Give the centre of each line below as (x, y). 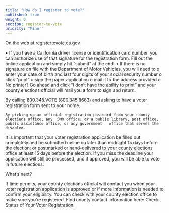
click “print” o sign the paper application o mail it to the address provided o (83, 80)
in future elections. (25, 164)
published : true (22, 15)
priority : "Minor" (24, 29)
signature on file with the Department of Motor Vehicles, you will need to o (82, 69)
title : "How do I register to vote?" (45, 10)
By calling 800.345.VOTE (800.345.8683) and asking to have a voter (76, 100)
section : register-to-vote (34, 24)
